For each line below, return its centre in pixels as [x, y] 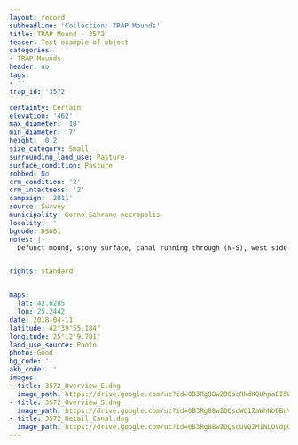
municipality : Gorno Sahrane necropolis [85, 215]
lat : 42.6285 [41, 304]
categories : [31, 51]
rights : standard [41, 271]
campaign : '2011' [41, 199]
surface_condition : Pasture [61, 165]
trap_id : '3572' [39, 91]
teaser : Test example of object [69, 42]
